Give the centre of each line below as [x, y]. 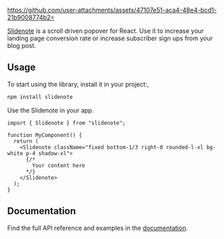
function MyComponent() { [45, 135]
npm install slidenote [40, 97]
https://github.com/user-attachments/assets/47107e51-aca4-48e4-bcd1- [112, 10]
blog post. [22, 46]
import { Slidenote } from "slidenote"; [67, 123]
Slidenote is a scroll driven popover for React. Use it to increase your [106, 31]
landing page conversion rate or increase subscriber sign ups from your [110, 38]
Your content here [59, 165]
